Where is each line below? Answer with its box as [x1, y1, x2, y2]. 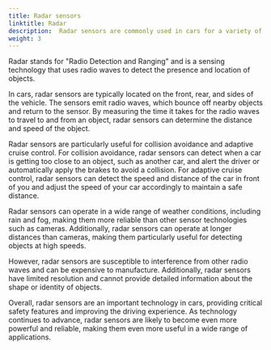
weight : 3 [8, 34, 42, 43]
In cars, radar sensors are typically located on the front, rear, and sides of [8, 90, 254, 99]
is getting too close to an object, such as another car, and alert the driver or [8, 157, 260, 167]
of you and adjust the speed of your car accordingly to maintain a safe [8, 183, 243, 192]
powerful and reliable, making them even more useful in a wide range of [8, 324, 248, 334]
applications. [8, 332, 51, 342]
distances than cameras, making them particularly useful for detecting [8, 232, 243, 242]
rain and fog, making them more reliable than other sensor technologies [8, 215, 248, 225]
